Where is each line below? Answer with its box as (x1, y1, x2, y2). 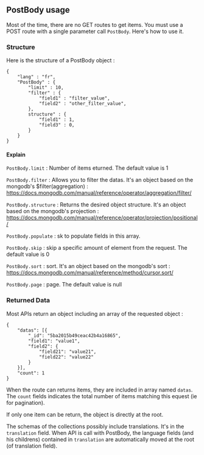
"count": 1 (17, 369, 45, 376)
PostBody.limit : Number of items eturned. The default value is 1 (6, 164, 169, 172)
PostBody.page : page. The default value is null (6, 281, 122, 288)
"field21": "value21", (38, 348, 97, 355)
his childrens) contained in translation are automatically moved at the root (6, 435, 195, 443)
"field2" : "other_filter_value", (38, 101, 127, 107)
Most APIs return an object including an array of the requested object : (6, 310, 183, 317)
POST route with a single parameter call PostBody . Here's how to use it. (6, 27, 184, 35)
